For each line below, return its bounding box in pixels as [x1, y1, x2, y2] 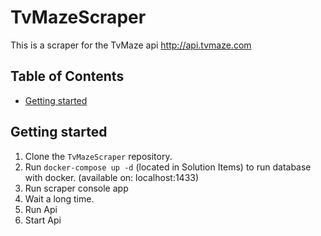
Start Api [24, 214, 62, 226]
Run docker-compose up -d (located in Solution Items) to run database [24, 161, 312, 173]
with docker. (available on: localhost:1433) [24, 171, 200, 183]
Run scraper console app [24, 182, 129, 194]
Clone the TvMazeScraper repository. [24, 150, 173, 162]
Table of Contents [10, 68, 125, 85]
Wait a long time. [24, 192, 95, 205]
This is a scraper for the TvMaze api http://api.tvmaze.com [10, 39, 252, 51]
